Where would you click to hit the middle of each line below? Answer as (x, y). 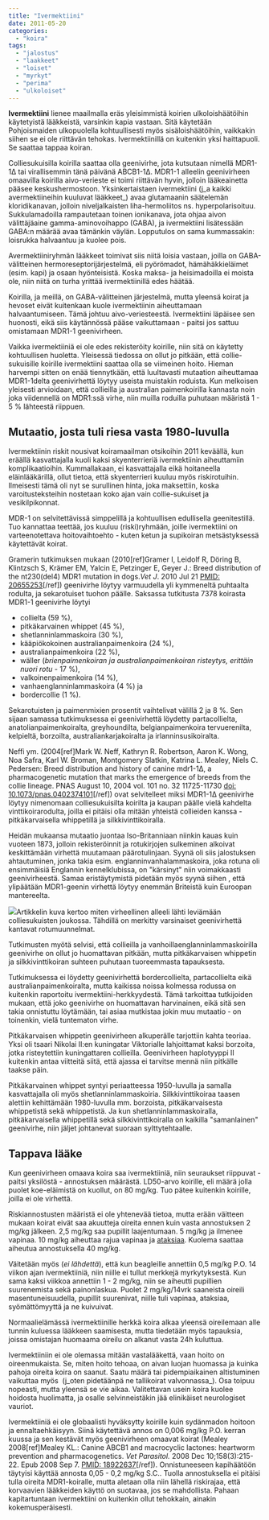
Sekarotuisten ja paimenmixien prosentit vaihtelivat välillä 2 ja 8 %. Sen (126, 711)
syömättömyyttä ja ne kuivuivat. (61, 1307)
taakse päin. (29, 1070)
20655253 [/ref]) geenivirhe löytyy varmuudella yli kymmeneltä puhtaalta (128, 585)
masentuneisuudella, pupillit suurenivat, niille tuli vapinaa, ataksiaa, (119, 1298)
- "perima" (34, 83)
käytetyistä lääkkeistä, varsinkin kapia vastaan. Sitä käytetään (110, 122)
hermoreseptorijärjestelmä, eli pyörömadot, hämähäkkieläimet (146, 264)
